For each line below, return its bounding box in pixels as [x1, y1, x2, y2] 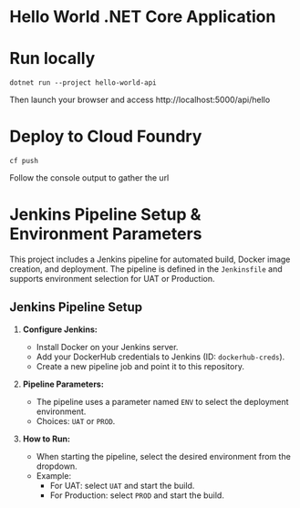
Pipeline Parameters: [22, 378, 105, 389]
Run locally [9, 48, 96, 69]
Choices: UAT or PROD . [36, 415, 116, 426]
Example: [36, 470, 71, 481]
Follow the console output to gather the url [9, 172, 170, 183]
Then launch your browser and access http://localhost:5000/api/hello [9, 94, 271, 106]
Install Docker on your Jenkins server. [36, 341, 179, 352]
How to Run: [22, 433, 71, 444]
